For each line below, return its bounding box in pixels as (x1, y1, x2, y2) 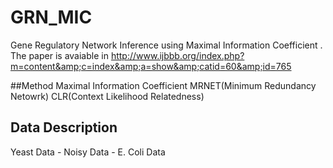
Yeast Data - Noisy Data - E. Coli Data (10, 146, 166, 158)
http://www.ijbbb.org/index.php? (110, 49, 245, 61)
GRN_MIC (10, 6, 93, 29)
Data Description (10, 119, 118, 136)
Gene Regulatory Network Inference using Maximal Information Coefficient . (10, 39, 323, 51)
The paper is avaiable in (10, 49, 109, 61)
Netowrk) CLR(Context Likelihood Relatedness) (10, 90, 205, 102)
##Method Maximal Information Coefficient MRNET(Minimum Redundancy (10, 79, 317, 91)
